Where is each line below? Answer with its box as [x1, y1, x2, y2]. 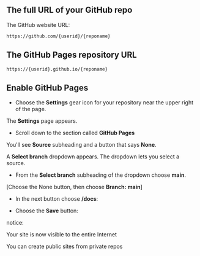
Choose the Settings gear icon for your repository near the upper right [15, 99, 194, 106]
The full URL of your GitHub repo [6, 5, 133, 15]
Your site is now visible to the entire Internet [6, 231, 117, 238]
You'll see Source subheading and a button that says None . [6, 141, 157, 149]
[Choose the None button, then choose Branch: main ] [6, 184, 143, 191]
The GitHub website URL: [6, 21, 70, 28]
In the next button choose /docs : [15, 195, 98, 203]
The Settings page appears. [6, 117, 78, 125]
